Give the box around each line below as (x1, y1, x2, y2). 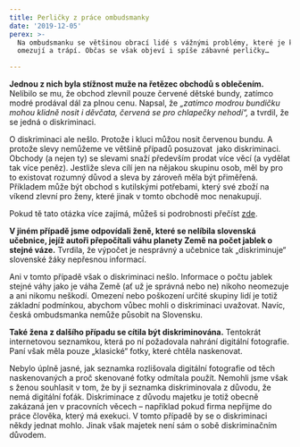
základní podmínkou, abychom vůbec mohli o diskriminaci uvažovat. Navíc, (9, 300, 286, 311)
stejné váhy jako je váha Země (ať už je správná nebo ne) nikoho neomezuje (9, 281, 289, 291)
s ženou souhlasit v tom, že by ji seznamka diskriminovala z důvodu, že (9, 382, 271, 393)
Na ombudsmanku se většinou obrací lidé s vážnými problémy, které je (17, 38, 286, 47)
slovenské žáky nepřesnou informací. (9, 254, 147, 265)
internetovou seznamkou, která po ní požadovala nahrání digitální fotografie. (9, 336, 290, 347)
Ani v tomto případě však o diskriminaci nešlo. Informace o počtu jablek (9, 272, 273, 283)
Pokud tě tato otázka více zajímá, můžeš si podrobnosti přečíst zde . (9, 208, 258, 219)
